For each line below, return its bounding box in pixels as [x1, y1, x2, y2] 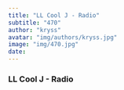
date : [8, 48, 26, 56]
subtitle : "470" [8, 19, 61, 27]
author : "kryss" [8, 26, 61, 34]
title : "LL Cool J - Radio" [8, 11, 100, 20]
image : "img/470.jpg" [8, 41, 79, 49]
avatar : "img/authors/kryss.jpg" [8, 33, 118, 41]
